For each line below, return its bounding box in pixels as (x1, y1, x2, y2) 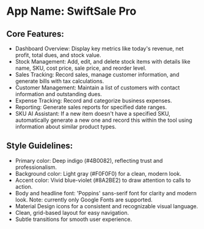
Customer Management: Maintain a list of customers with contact (15, 84, 180, 91)
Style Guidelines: (6, 141, 73, 151)
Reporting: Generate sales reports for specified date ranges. (15, 103, 167, 111)
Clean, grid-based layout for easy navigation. (15, 209, 129, 216)
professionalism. (15, 163, 57, 171)
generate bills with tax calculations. (15, 78, 104, 84)
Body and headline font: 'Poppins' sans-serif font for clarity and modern (15, 189, 197, 197)
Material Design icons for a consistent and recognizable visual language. (15, 202, 199, 209)
